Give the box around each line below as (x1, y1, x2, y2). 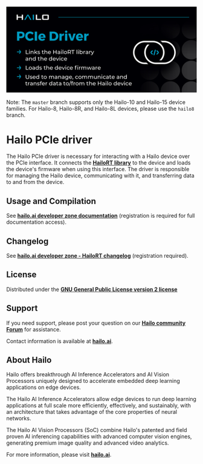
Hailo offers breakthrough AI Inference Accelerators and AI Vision (6, 371, 170, 378)
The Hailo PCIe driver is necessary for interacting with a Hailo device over (6, 152, 190, 160)
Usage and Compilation (6, 196, 97, 206)
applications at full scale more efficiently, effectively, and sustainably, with (6, 402, 192, 409)
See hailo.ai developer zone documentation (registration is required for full (6, 212, 195, 220)
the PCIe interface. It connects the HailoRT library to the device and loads (6, 159, 191, 166)
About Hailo (6, 355, 52, 365)
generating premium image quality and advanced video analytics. (6, 439, 169, 446)
